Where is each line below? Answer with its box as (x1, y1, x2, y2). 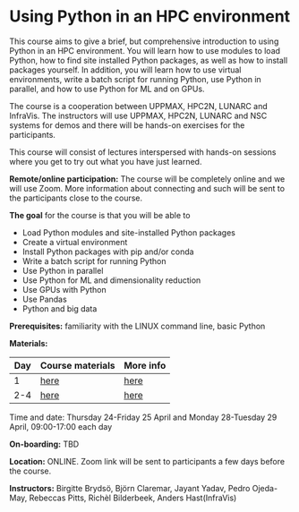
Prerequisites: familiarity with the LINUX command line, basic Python (9, 320, 266, 331)
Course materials (39, 359, 115, 371)
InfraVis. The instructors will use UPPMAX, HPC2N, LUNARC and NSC (9, 110, 268, 121)
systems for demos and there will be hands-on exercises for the (9, 119, 245, 131)
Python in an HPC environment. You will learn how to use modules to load (9, 45, 280, 55)
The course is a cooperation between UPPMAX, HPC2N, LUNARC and (9, 100, 269, 111)
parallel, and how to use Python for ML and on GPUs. (9, 83, 205, 94)
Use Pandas (21, 294, 67, 304)
